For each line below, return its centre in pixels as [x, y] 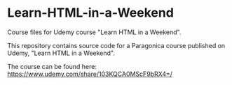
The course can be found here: [52, 66]
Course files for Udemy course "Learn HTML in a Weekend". [94, 32]
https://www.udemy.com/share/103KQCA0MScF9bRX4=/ [90, 74]
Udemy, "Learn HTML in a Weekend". [61, 53]
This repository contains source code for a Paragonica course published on [116, 45]
